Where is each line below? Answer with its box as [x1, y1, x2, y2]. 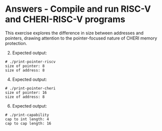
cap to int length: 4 [5, 116, 49, 122]
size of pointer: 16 [5, 90, 47, 95]
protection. [5, 40, 27, 46]
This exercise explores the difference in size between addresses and [5, 30, 144, 36]
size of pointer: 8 [5, 64, 45, 68]
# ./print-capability [5, 112, 49, 117]
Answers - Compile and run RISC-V [5, 3, 151, 15]
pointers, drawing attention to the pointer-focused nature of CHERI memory [5, 35, 158, 41]
